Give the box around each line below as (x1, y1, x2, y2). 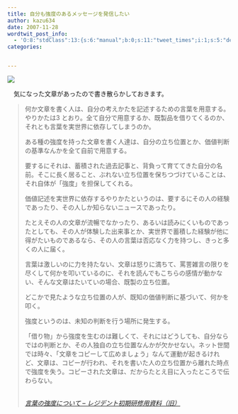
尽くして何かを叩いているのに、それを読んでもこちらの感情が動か (24, 269, 217, 277)
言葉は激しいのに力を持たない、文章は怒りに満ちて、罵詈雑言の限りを (24, 260, 230, 268)
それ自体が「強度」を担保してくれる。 (24, 179, 137, 187)
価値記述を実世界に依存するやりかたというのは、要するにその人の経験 (24, 195, 230, 202)
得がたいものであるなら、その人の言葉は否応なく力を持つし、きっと (24, 236, 224, 244)
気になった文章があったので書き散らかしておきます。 (13, 89, 168, 98)
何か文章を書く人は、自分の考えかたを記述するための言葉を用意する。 (24, 104, 230, 113)
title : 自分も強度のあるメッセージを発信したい (7, 10, 130, 18)
